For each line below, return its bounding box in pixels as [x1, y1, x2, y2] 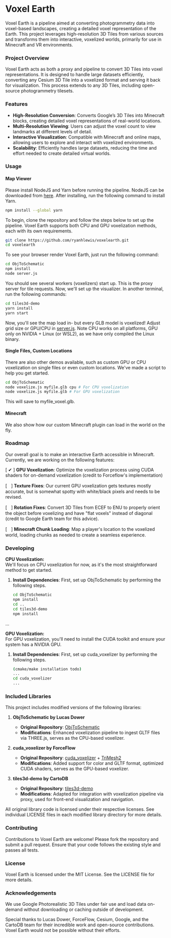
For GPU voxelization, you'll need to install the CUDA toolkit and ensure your [5, 636, 166, 642]
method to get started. [5, 567, 53, 573]
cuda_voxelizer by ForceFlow [12, 745, 76, 751]
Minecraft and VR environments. [5, 41, 73, 48]
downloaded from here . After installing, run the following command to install [5, 192, 165, 198]
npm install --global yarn [5, 207, 63, 213]
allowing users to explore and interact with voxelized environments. [12, 139, 155, 146]
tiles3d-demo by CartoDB [12, 776, 68, 782]
